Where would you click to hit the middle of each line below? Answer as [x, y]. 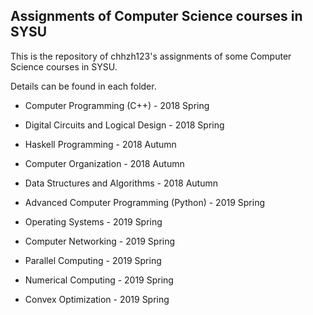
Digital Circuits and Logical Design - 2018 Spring [124, 125]
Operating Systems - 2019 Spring [93, 221]
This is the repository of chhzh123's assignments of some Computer [151, 56]
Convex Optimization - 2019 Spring [97, 299]
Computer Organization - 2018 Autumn [104, 163]
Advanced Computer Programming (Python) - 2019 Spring [145, 202]
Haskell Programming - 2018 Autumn [100, 144]
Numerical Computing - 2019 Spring [99, 280]
